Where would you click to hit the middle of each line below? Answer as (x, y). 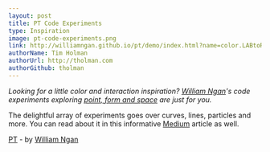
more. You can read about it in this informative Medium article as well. (124, 123)
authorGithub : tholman (46, 68)
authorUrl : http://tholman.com (61, 61)
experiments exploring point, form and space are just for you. (110, 99)
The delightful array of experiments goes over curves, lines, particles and (130, 115)
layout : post (30, 16)
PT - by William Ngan (43, 139)
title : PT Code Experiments (55, 23)
